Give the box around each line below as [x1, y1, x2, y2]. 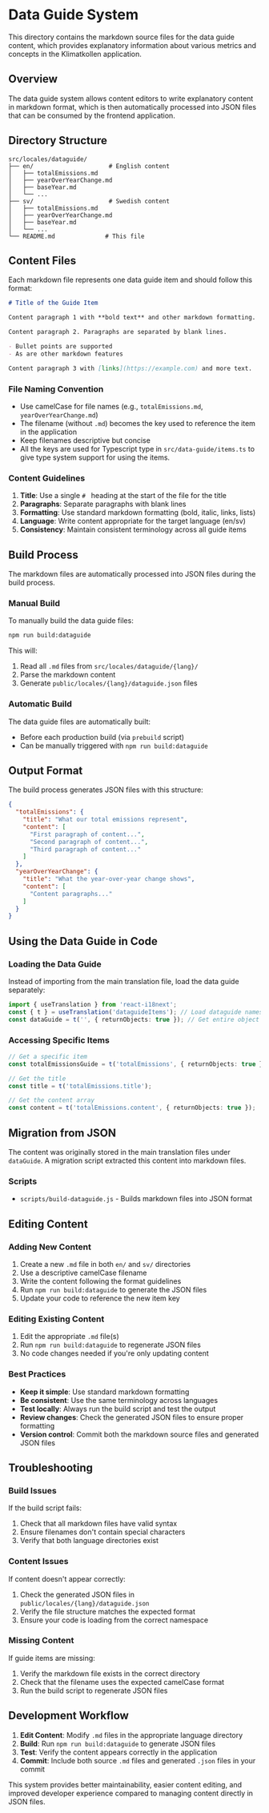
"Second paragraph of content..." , [29, 838, 149, 846]
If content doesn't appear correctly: [8, 1574, 126, 1583]
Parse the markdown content [19, 670, 116, 680]
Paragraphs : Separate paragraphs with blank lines [19, 499, 187, 509]
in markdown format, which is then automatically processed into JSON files [8, 102, 257, 111]
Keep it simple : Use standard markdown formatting [19, 1387, 190, 1397]
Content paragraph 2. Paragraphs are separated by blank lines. [8, 328, 227, 336]
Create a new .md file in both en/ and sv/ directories [19, 1259, 191, 1268]
